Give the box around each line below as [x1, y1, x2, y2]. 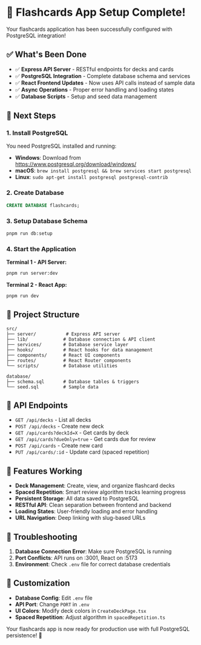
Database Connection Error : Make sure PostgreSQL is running [15, 548, 172, 555]
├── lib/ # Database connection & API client [6, 336, 156, 342]
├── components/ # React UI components [6, 352, 120, 358]
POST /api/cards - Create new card [15, 442, 103, 450]
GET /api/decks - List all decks [15, 416, 91, 424]
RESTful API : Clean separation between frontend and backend [15, 502, 171, 509]
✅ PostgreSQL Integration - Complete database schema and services [15, 72, 191, 79]
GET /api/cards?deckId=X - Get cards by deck [15, 429, 129, 436]
